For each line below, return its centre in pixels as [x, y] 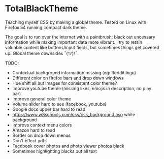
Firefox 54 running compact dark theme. [46, 27]
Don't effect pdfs [29, 140]
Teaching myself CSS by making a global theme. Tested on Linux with [76, 22]
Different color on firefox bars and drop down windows [68, 78]
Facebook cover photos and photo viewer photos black [68, 146]
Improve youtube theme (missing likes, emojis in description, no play [82, 88]
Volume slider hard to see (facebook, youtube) [59, 104]
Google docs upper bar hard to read [49, 109]
